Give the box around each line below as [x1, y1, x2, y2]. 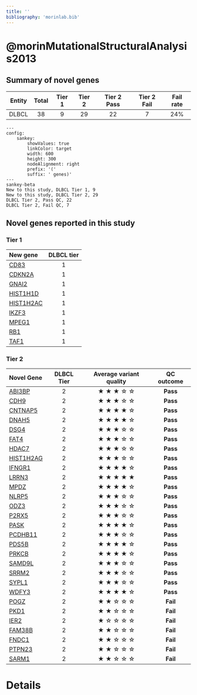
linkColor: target [27, 145, 72, 152]
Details [6, 679, 41, 691]
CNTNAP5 [9, 406, 38, 415]
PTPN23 [9, 645, 33, 653]
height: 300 [27, 156, 57, 162]
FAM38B [9, 626, 33, 634]
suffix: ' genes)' [27, 171, 72, 177]
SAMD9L [9, 559, 34, 567]
